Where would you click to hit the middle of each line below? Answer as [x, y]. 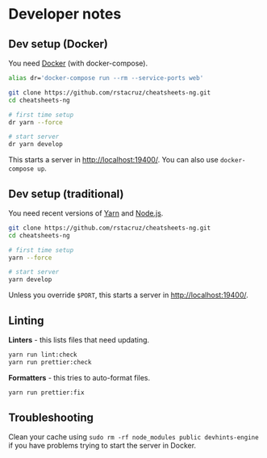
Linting [26, 320]
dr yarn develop [35, 145]
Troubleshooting [51, 418]
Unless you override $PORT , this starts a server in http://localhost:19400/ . [128, 295]
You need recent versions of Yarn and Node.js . [86, 213]
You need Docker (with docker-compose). [78, 63]
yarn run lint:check [43, 355]
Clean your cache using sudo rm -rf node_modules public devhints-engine [134, 437]
